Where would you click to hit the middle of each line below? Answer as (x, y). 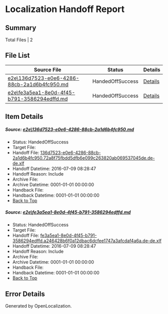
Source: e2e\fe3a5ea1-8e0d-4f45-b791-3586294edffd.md (68, 212)
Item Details (24, 117)
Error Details (25, 294)
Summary (21, 28)
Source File (47, 70)
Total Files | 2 (19, 40)
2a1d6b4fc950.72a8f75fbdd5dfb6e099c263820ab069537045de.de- (83, 158)
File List (17, 55)
